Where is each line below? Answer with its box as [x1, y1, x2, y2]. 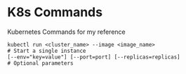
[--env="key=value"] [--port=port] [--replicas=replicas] [7, 54, 180, 61]
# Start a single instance [7, 47, 86, 54]
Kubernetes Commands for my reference [7, 27, 126, 36]
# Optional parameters [7, 59, 74, 67]
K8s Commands [7, 4, 103, 20]
